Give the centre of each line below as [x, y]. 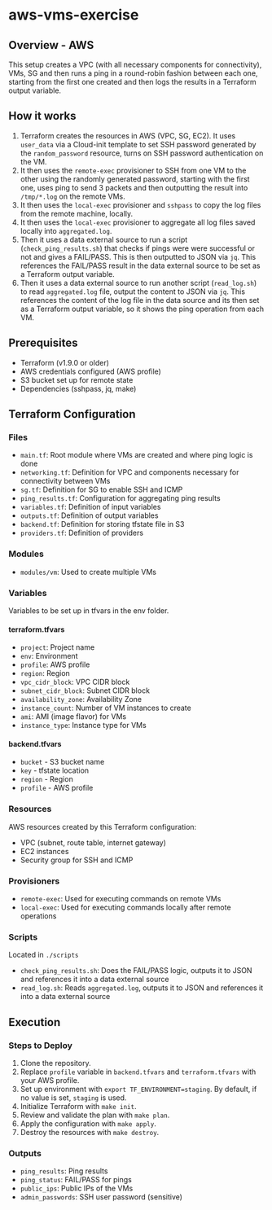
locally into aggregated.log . [66, 230]
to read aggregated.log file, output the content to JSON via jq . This [133, 292]
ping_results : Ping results [64, 1171]
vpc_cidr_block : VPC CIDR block [75, 682]
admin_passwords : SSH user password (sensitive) [101, 1197]
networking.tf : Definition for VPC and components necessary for [129, 472]
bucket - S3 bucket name [62, 762]
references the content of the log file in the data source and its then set [140, 300]
